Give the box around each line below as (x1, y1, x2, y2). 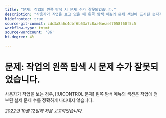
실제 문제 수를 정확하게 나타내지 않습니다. (14, 97, 94, 103)
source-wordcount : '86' (5, 30, 55, 35)
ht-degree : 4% (5, 35, 35, 40)
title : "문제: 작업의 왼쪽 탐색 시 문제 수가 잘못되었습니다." (5, 7, 116, 12)
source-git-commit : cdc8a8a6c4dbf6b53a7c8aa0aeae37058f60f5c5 (5, 21, 136, 26)
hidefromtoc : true (5, 16, 43, 21)
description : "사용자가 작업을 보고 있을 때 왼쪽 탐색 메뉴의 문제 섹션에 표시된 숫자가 (5, 12, 163, 17)
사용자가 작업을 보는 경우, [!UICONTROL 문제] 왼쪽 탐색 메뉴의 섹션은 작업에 (5, 91, 153, 97)
